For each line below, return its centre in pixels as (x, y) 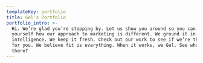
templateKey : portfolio (36, 12)
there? (20, 51)
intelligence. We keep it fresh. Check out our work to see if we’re (101, 40)
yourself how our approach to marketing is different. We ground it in (104, 34)
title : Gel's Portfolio (36, 17)
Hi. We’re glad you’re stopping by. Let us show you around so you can (104, 28)
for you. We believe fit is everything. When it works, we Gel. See (100, 46)
